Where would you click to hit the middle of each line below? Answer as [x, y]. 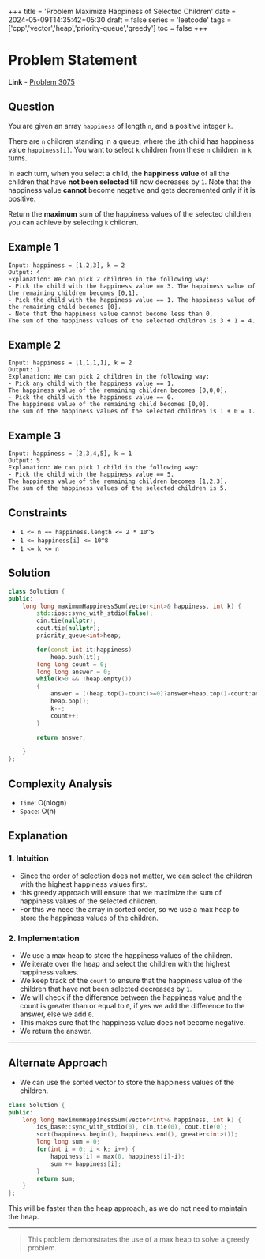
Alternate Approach [58, 1063]
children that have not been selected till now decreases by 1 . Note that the [130, 182]
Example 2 [34, 344]
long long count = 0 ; [72, 664]
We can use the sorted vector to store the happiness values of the [127, 1082]
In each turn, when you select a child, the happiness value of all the [119, 173]
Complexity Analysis [60, 784]
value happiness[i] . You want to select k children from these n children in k [130, 149]
